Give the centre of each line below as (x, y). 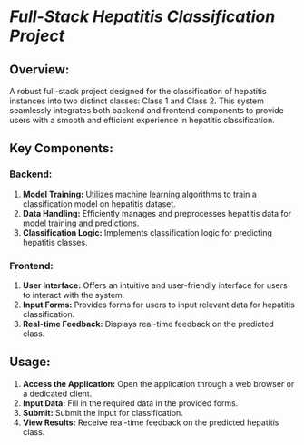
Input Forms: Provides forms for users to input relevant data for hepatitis (158, 305)
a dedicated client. (57, 393)
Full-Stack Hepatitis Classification (142, 17)
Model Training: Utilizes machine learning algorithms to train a (139, 194)
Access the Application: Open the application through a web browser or (158, 383)
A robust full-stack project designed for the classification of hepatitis (138, 91)
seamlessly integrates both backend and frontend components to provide (147, 110)
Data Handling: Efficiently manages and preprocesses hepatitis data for (157, 213)
